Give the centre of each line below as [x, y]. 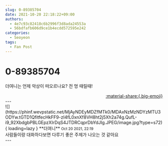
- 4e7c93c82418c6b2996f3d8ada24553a [48, 24]
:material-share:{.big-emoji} [134, 96]
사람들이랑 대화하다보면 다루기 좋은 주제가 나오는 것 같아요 [62, 135]
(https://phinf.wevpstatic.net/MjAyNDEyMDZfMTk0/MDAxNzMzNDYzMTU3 [83, 112]
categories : [17, 33]
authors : [14, 19]
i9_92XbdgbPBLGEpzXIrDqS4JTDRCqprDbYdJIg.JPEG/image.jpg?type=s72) [84, 122]
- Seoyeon [20, 38]
